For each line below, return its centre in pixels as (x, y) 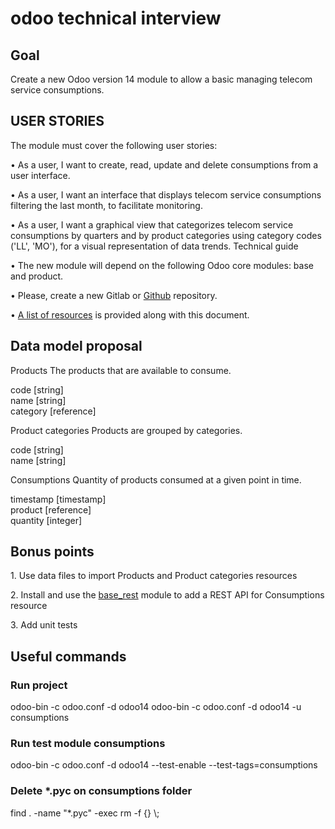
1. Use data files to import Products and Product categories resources (154, 576)
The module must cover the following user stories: (114, 145)
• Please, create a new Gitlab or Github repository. (114, 295)
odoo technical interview (116, 18)
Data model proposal (76, 346)
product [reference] (51, 509)
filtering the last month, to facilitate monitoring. (106, 205)
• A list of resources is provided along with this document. (130, 314)
